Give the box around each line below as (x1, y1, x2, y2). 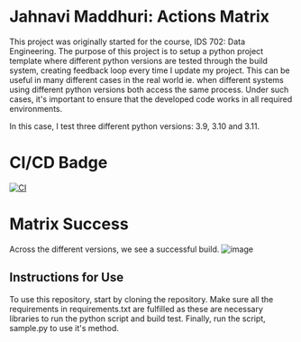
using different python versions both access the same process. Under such (9, 84, 289, 95)
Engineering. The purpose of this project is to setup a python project (9, 45, 264, 56)
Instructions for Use (9, 270, 124, 285)
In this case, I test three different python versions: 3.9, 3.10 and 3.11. (9, 120, 260, 132)
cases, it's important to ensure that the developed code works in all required (9, 93, 293, 105)
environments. (9, 103, 63, 114)
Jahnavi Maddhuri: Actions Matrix (9, 6, 270, 27)
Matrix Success (9, 214, 129, 235)
